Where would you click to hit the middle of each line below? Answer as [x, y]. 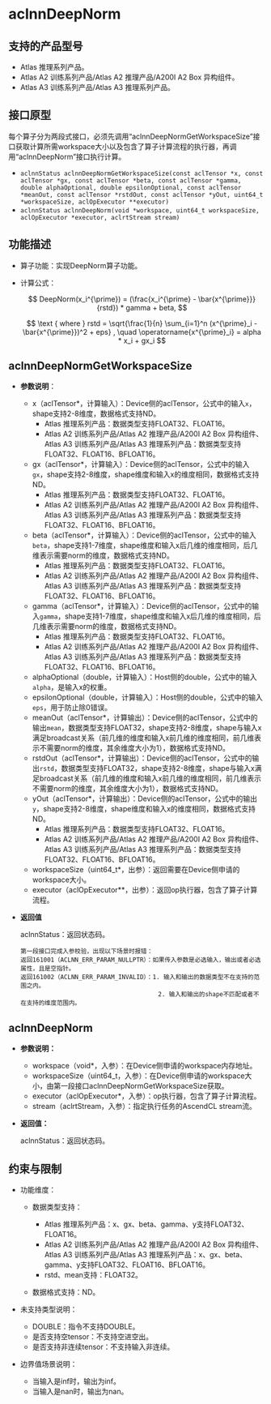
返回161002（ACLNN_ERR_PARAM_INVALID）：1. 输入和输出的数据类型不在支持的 [137, 978]
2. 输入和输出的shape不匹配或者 [205, 995]
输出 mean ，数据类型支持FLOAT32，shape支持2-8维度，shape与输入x [147, 728]
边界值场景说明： [49, 1364]
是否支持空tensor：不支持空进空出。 [93, 1337]
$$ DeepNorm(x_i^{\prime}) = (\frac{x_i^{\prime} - [112, 299]
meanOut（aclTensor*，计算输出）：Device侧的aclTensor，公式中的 [145, 717]
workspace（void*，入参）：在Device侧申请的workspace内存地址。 [144, 1066]
